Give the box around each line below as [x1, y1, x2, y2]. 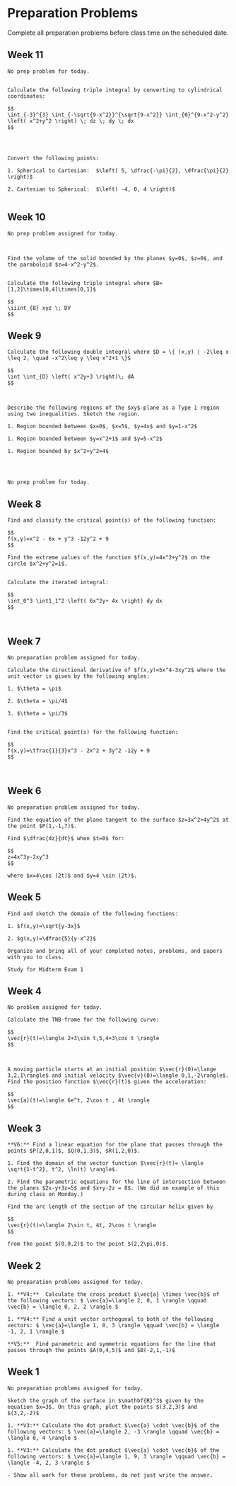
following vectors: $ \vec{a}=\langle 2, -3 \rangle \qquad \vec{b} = [7, 1428, 220, 1435]
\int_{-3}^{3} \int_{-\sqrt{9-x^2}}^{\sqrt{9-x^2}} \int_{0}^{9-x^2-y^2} [7, 111, 230, 118]
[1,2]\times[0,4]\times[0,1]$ [7, 286, 97, 293]
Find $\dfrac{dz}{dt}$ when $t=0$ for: [7, 834, 125, 842]
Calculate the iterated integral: [7, 579, 110, 586]
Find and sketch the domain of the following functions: [7, 910, 179, 917]
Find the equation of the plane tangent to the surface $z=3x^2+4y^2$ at [7, 816, 230, 823]
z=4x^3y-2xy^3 [7, 853, 49, 861]
